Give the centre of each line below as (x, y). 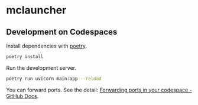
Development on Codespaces (62, 32)
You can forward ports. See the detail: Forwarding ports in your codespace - (99, 90)
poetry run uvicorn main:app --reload (54, 79)
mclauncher (36, 10)
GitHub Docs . (22, 96)
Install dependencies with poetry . (47, 46)
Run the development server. (41, 67)
